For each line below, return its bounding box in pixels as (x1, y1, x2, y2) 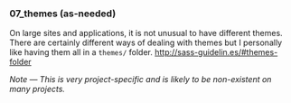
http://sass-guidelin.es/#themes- (155, 47, 278, 58)
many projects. (9, 84, 66, 95)
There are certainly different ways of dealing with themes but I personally (9, 37, 283, 48)
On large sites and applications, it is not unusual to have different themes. (9, 28, 283, 39)
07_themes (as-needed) (9, 7, 117, 20)
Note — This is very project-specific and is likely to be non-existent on (9, 74, 272, 85)
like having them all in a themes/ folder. (9, 47, 154, 58)
